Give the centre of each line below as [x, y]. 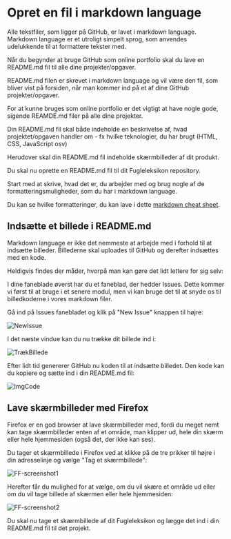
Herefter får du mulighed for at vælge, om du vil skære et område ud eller [111, 487]
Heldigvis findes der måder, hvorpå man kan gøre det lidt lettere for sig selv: [115, 271]
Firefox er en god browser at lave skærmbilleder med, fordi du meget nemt [113, 425]
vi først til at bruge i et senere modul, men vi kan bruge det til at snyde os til [114, 292]
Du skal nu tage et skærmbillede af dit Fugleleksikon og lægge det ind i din [113, 520]
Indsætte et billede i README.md [79, 226]
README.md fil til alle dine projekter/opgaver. [72, 67]
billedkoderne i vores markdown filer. [60, 298]
